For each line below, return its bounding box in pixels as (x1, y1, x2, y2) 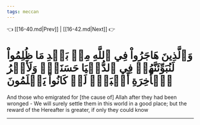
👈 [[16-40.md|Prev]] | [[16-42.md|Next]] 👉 (7, 25, 115, 33)
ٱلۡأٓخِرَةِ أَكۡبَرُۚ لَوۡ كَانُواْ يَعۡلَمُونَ (7, 74, 173, 87)
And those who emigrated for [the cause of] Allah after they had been (7, 93, 177, 101)
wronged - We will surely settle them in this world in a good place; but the (7, 99, 188, 107)
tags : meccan (7, 8, 39, 15)
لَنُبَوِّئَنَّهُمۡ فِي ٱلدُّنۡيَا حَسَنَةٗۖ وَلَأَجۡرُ (7, 61, 174, 74)
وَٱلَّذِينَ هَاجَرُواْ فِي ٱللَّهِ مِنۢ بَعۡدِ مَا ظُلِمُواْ (7, 48, 193, 62)
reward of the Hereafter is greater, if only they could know (7, 106, 149, 113)
